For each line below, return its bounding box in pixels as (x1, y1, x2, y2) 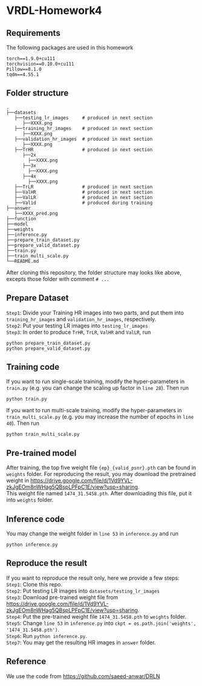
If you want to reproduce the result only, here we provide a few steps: (6, 574, 180, 582)
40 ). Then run (6, 419, 39, 427)
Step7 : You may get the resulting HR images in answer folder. (6, 639, 156, 646)
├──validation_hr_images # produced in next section (14, 136, 153, 142)
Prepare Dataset (6, 293, 69, 304)
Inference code (6, 514, 65, 524)
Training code (6, 362, 60, 372)
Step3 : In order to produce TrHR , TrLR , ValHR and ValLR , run (6, 328, 151, 336)
